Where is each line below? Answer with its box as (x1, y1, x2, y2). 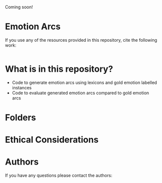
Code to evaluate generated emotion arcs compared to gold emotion (12, 90, 149, 96)
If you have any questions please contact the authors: (5, 172, 113, 179)
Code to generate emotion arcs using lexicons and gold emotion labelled (12, 80, 157, 85)
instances (12, 84, 32, 90)
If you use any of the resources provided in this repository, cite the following (5, 37, 158, 43)
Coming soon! (5, 4, 33, 10)
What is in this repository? (5, 64, 113, 75)
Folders (5, 112, 36, 123)
